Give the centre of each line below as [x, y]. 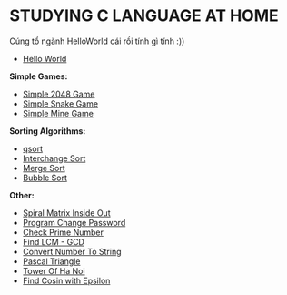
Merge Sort [44, 168]
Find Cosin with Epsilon [66, 280]
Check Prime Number [63, 232]
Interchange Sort [54, 158]
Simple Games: [39, 76]
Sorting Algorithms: [48, 131]
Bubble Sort [45, 178]
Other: [22, 195]
